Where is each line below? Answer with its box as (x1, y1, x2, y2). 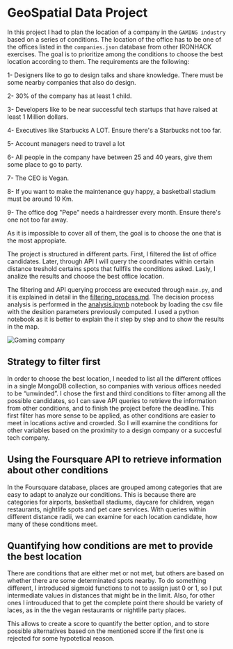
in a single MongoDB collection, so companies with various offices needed (7, 381, 221, 390)
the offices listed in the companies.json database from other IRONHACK (7, 42, 212, 51)
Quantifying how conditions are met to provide (7, 540, 214, 552)
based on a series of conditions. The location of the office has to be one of (7, 35, 222, 43)
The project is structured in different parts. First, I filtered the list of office (7, 249, 217, 258)
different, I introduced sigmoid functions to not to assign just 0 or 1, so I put (7, 584, 223, 592)
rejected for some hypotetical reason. (7, 634, 115, 643)
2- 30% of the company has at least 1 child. (7, 92, 132, 100)
